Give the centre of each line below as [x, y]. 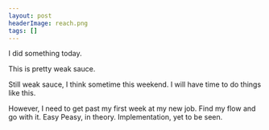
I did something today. [45, 54]
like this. [22, 93]
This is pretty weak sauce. [52, 69]
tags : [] [23, 30]
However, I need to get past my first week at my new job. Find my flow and [132, 108]
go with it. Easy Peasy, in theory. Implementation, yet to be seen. [116, 117]
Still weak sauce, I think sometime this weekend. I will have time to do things [135, 84]
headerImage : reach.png [48, 23]
